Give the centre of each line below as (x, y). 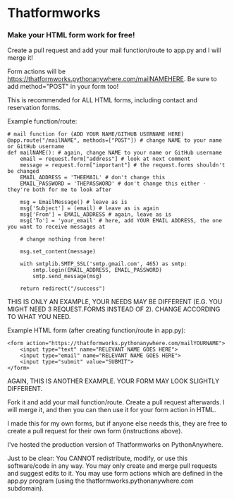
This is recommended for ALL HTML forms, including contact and (103, 100)
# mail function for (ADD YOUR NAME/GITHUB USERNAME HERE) (96, 134)
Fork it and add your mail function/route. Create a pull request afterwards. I (116, 402)
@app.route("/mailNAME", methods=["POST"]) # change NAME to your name (115, 140)
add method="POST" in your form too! (63, 87)
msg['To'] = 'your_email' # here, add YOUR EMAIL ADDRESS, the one (121, 221)
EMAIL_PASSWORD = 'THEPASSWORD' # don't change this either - (113, 184)
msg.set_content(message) (58, 252)
